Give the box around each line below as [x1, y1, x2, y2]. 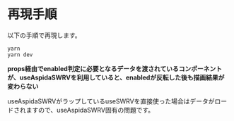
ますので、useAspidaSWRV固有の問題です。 [25, 106, 155, 114]
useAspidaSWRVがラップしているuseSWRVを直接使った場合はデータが [7, 96, 215, 106]
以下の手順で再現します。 [7, 31, 81, 39]
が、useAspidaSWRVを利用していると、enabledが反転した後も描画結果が [7, 73, 225, 82]
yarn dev [7, 51, 33, 58]
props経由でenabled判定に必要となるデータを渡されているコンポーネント [7, 64, 223, 72]
